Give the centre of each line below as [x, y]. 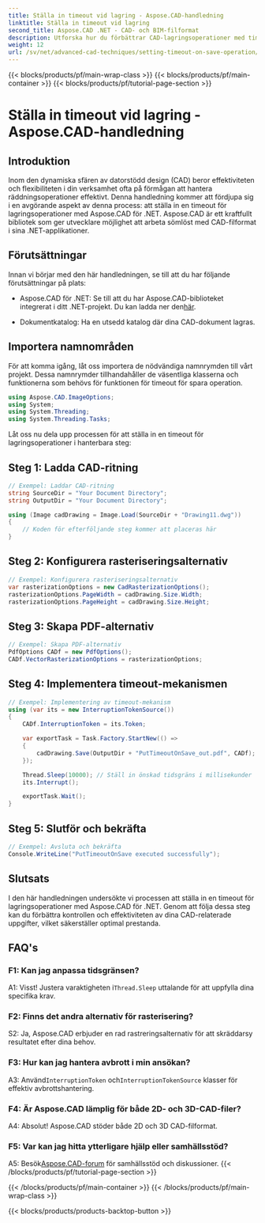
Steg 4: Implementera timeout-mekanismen [118, 684]
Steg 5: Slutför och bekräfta [78, 829]
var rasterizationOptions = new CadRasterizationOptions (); [109, 587]
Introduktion [39, 161]
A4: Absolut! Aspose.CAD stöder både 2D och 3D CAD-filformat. [113, 1126]
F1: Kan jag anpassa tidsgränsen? [74, 970]
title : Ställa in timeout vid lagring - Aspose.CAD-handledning [116, 15]
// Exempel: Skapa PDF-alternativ [65, 645]
